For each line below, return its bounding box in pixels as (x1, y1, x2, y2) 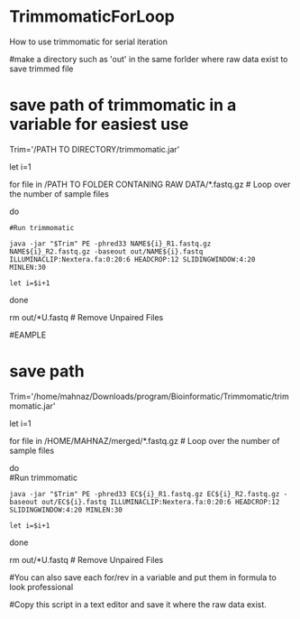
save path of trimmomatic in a (9, 95, 237, 115)
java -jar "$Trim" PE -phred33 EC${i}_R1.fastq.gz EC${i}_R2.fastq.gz (9, 489, 280, 498)
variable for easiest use (9, 115, 189, 134)
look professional (9, 581, 74, 592)
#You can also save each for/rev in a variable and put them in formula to (9, 571, 277, 583)
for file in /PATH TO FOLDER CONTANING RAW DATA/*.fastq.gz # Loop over (9, 179, 291, 189)
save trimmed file (9, 63, 74, 74)
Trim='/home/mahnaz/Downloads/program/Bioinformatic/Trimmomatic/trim (9, 391, 290, 402)
